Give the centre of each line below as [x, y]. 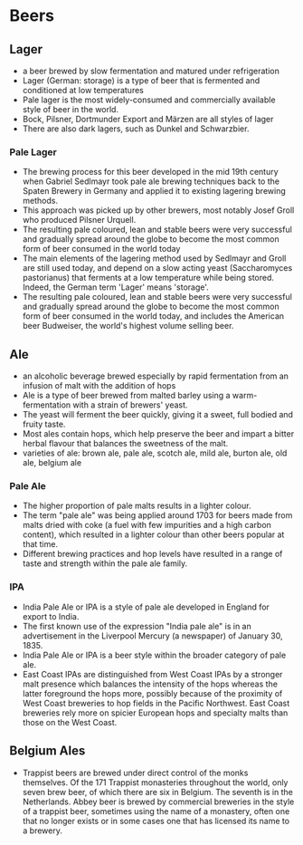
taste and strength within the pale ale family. [105, 563]
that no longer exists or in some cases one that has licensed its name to [156, 821]
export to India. [51, 616]
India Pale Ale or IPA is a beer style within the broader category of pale [154, 655]
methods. [40, 201]
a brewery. [43, 831]
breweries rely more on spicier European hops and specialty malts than [155, 713]
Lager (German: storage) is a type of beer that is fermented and [141, 81]
